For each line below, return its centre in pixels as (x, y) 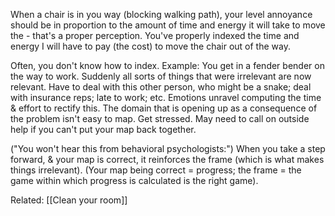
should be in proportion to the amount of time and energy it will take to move (168, 25)
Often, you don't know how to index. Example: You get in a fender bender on (167, 65)
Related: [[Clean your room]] (69, 200)
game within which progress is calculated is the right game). (134, 180)
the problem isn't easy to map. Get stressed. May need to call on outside (160, 118)
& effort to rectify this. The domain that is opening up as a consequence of (164, 108)
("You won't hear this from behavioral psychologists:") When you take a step (168, 148)
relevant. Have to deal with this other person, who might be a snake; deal (161, 87)
